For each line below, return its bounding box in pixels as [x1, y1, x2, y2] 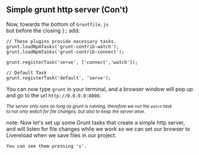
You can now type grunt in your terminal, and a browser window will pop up [6, 85, 194, 92]
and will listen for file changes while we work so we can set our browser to [6, 125, 191, 132]
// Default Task [6, 70, 47, 76]
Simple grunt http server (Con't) [6, 5, 129, 15]
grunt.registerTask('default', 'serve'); [6, 75, 111, 81]
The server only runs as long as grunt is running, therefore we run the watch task [6, 103, 172, 109]
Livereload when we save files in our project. [6, 131, 117, 139]
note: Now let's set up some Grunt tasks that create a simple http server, [6, 119, 185, 126]
